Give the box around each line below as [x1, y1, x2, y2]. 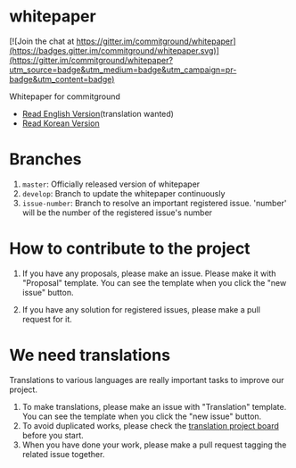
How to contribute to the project [9, 238, 251, 259]
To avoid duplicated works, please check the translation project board [21, 420, 279, 430]
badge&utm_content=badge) [9, 73, 115, 84]
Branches [9, 149, 82, 170]
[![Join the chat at [9, 36, 75, 46]
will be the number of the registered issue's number [21, 207, 212, 218]
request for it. [21, 313, 73, 324]
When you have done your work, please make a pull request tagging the [21, 439, 287, 450]
